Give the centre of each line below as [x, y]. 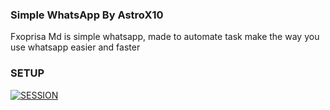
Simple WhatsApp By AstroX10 [87, 15]
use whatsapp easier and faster [75, 47]
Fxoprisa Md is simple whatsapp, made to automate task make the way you [165, 37]
